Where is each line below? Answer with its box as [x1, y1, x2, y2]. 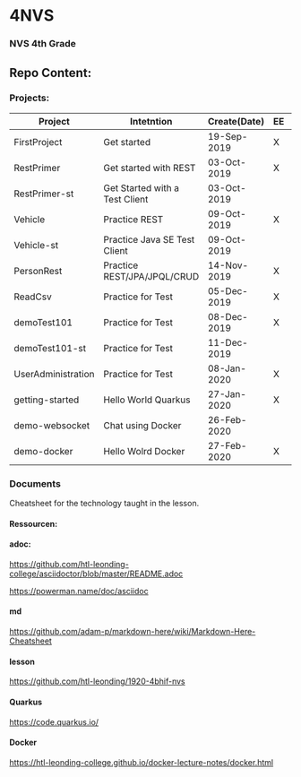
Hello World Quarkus [102, 393, 191, 406]
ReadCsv [13, 290, 52, 303]
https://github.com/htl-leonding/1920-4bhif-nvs [9, 676, 185, 686]
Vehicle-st [13, 238, 59, 251]
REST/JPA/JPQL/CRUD [102, 270, 200, 282]
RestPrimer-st [13, 187, 74, 200]
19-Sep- [207, 130, 248, 142]
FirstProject [13, 135, 63, 148]
